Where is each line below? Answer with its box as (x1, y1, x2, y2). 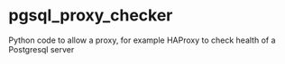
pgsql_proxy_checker (8, 5, 173, 26)
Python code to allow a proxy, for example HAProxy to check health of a (8, 35, 276, 45)
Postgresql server (8, 44, 75, 54)
